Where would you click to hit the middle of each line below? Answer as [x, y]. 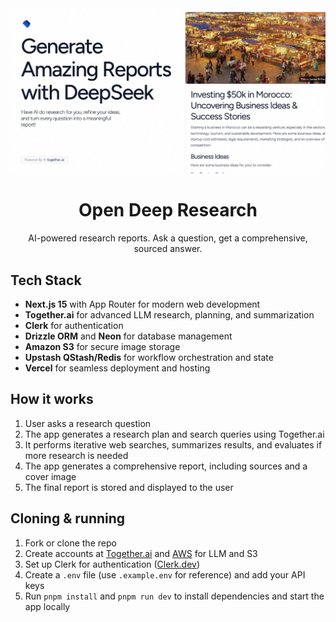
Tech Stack [46, 280]
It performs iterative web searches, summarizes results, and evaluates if [173, 444]
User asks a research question [88, 423]
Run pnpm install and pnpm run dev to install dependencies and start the [174, 596]
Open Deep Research [168, 210]
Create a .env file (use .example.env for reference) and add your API [165, 574]
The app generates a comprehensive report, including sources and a [166, 466]
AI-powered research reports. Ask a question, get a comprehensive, [168, 238]
